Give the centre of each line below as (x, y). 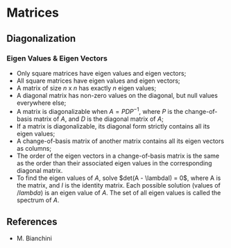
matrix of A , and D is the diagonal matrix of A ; (99, 119)
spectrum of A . (38, 200)
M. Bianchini (34, 238)
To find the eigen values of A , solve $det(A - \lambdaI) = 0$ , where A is (119, 178)
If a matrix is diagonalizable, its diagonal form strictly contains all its (113, 126)
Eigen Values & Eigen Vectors (57, 58)
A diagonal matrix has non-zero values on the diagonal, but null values (117, 95)
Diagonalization (41, 39)
